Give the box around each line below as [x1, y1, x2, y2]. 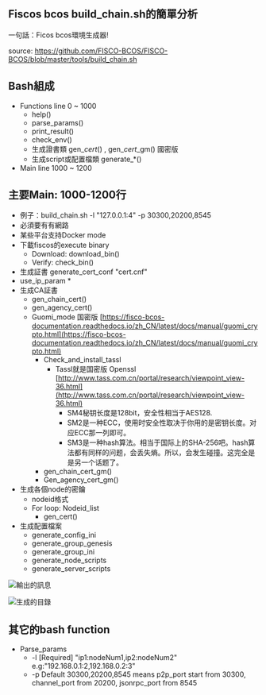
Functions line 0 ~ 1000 [19, 101, 97, 110]
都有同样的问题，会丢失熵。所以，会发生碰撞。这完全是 [74, 448, 256, 458]
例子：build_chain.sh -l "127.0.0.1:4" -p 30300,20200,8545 [19, 210, 212, 220]
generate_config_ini [31, 531, 97, 540]
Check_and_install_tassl [43, 355, 121, 365]
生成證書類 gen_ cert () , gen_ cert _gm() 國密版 [31, 144, 179, 153]
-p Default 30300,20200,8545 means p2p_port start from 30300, [31, 670, 246, 679]
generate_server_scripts [31, 564, 111, 573]
